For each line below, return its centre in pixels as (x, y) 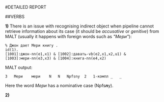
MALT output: (19, 67)
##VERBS (15, 16)
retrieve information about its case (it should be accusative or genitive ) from (82, 31)
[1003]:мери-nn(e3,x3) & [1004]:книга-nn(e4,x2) (56, 58)
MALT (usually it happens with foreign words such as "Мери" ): (68, 37)
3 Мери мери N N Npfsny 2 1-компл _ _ (63, 76)
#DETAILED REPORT (26, 7)
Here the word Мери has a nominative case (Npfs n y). (59, 86)
